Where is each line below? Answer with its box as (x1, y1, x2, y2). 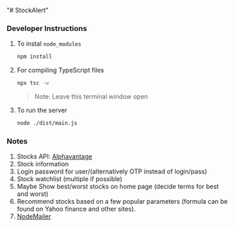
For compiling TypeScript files (16, 66, 104, 75)
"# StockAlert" (6, 6, 49, 14)
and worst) (16, 190, 49, 198)
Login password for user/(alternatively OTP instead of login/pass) (16, 167, 207, 176)
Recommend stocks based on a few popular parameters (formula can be (16, 197, 229, 206)
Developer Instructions (6, 23, 88, 33)
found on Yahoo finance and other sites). (16, 204, 136, 214)
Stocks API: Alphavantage (16, 152, 92, 161)
